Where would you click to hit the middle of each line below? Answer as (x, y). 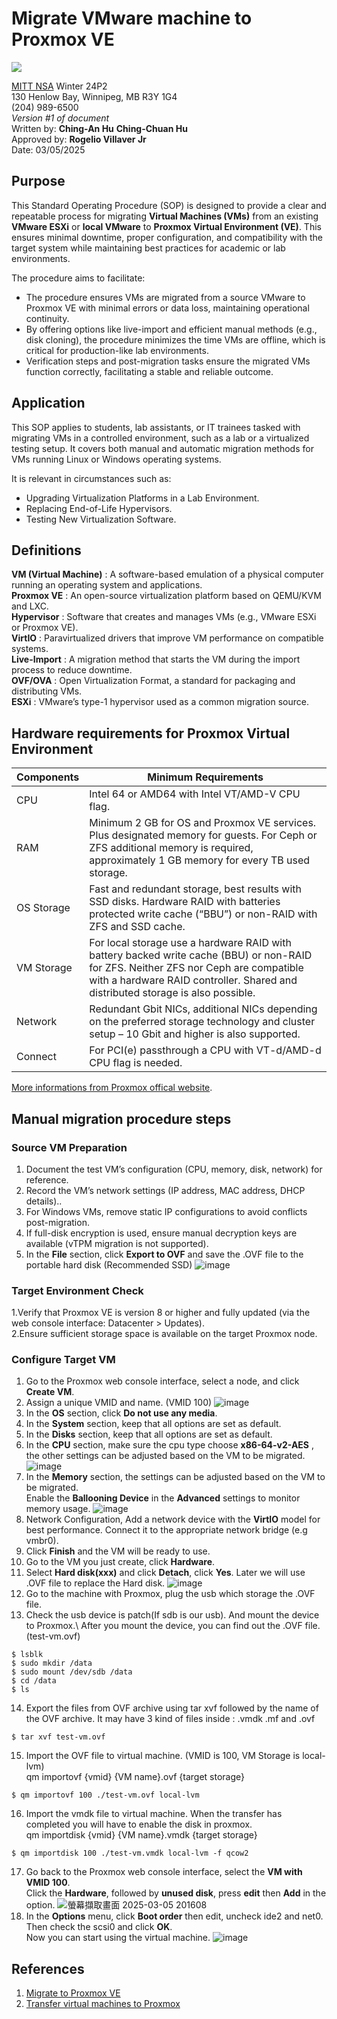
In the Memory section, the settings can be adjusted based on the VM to (175, 1477)
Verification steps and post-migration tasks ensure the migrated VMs (168, 361)
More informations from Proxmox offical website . (112, 1088)
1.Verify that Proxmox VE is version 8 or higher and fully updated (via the (161, 1313)
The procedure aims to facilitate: (78, 278)
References (48, 1968)
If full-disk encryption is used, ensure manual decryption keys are (161, 1233)
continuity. (47, 318)
